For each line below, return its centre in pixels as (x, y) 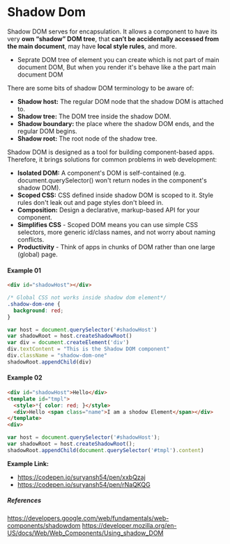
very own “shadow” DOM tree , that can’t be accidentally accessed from (113, 38)
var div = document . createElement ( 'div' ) (68, 343)
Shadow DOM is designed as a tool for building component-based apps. (111, 152)
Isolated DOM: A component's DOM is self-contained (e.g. (101, 173)
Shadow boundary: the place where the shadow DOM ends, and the (116, 123)
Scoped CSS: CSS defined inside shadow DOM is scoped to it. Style (115, 195)
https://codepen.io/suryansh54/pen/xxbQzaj (82, 477)
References (24, 500)
